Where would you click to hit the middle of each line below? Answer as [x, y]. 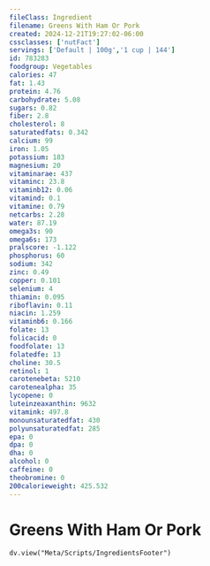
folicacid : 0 [33, 338]
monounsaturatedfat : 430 [55, 420]
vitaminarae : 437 [41, 173]
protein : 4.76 [35, 91]
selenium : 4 [31, 288]
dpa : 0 [21, 445]
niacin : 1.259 [35, 314]
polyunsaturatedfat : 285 [55, 428]
